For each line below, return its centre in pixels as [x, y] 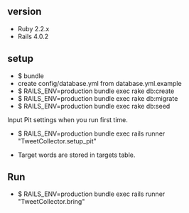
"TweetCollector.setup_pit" [57, 141]
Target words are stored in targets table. [76, 155]
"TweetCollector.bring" [51, 202]
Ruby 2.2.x [33, 28]
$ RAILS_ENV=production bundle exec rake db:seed [94, 106]
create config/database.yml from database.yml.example [100, 83]
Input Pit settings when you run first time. [67, 119]
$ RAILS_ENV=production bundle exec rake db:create [96, 91]
